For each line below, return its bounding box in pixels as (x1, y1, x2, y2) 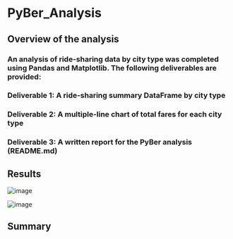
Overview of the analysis (7, 33, 119, 45)
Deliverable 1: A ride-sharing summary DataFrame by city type (7, 90, 226, 100)
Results (7, 168, 42, 180)
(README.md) (7, 146, 58, 156)
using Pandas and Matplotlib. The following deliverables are (7, 63, 217, 73)
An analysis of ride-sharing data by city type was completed (7, 54, 219, 64)
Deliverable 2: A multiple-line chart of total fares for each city (7, 109, 222, 119)
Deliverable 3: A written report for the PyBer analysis (7, 137, 193, 147)
